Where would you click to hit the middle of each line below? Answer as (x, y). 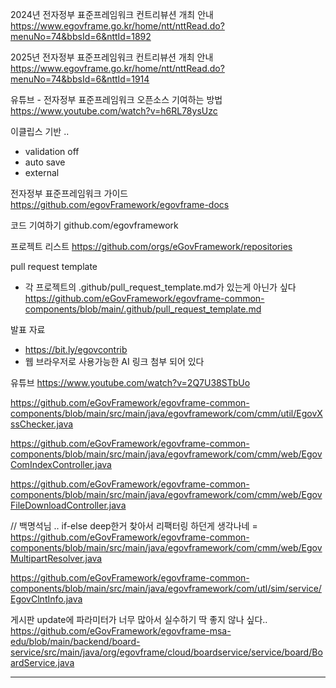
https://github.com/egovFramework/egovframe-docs (120, 204)
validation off (52, 151)
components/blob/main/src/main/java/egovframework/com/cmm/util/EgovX (166, 413)
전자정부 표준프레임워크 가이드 (69, 193)
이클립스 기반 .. (40, 131)
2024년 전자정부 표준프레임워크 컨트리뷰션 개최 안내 (112, 14)
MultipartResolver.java (56, 558)
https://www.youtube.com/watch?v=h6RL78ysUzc (114, 111)
